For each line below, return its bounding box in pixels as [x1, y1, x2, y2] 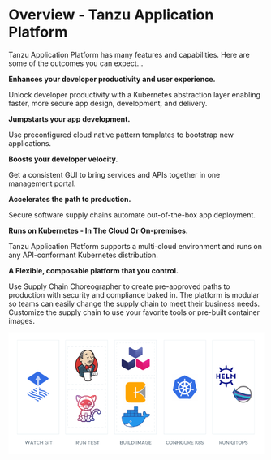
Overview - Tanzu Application [8, 6, 214, 24]
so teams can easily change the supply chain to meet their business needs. [8, 299, 260, 308]
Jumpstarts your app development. [8, 114, 131, 123]
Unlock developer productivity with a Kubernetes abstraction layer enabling [8, 89, 261, 99]
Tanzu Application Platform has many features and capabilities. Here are [8, 49, 250, 59]
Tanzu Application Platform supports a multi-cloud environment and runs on [8, 241, 262, 251]
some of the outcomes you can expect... [8, 58, 144, 68]
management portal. [8, 178, 76, 188]
